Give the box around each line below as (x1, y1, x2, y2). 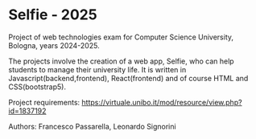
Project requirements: (8, 97, 81, 107)
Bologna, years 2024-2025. (8, 40, 100, 50)
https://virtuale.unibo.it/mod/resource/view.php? (81, 97, 243, 107)
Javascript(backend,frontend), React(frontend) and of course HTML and (8, 73, 249, 83)
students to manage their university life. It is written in (8, 64, 187, 74)
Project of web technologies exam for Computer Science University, (8, 32, 234, 42)
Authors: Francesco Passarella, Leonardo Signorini (8, 121, 176, 131)
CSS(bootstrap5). (8, 82, 67, 92)
